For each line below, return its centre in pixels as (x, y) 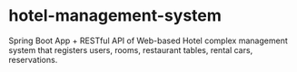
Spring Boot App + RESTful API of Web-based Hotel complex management (148, 40)
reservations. (33, 59)
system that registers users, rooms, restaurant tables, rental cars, (131, 49)
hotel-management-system (115, 16)
